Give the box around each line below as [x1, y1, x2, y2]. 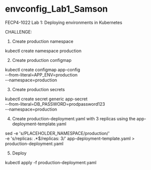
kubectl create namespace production [5, 48, 82, 54]
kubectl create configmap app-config [5, 67, 80, 73]
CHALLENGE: [5, 29, 32, 35]
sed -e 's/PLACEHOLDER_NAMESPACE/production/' [5, 130, 110, 136]
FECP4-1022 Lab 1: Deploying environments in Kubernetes [5, 19, 123, 25]
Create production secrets [12, 86, 65, 92]
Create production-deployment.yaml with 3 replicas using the [12, 115, 135, 121]
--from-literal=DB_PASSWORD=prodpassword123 [5, 101, 105, 107]
